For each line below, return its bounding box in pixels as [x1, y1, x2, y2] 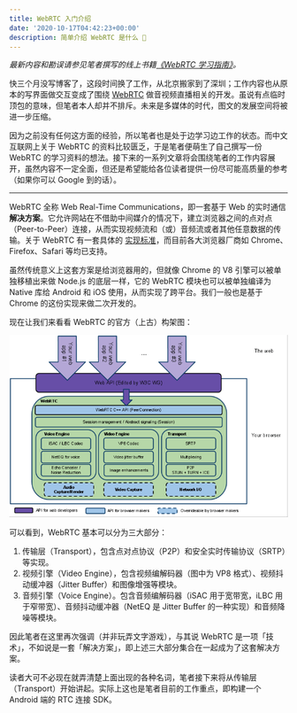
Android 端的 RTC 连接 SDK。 [9, 694, 117, 704]
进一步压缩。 [9, 112, 56, 122]
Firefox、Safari [9, 246, 64, 257]
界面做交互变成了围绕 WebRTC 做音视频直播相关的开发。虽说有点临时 [32, 89, 286, 100]
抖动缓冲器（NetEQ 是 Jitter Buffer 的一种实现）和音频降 [80, 601, 286, 611]
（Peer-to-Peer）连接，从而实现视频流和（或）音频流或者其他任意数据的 [9, 224, 274, 235]
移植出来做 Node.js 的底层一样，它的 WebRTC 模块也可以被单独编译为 [16, 275, 271, 287]
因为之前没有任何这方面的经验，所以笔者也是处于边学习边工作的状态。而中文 [9, 130, 288, 141]
